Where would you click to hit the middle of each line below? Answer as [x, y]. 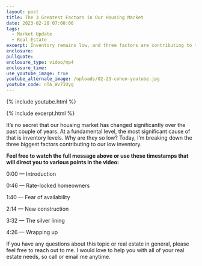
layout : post [23, 12]
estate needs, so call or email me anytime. [58, 257]
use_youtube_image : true [37, 73]
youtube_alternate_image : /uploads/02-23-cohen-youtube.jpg [83, 79]
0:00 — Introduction [31, 174]
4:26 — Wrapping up [32, 232]
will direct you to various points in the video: [63, 162]
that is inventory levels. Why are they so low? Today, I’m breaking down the [99, 138]
